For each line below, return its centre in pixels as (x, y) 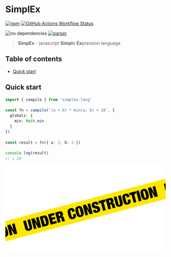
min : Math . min (29, 121)
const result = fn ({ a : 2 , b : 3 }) (43, 142)
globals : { (21, 116)
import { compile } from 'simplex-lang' (49, 100)
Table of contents (34, 59)
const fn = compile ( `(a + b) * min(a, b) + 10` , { (60, 110)
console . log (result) (27, 153)
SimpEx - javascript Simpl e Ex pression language (69, 43)
